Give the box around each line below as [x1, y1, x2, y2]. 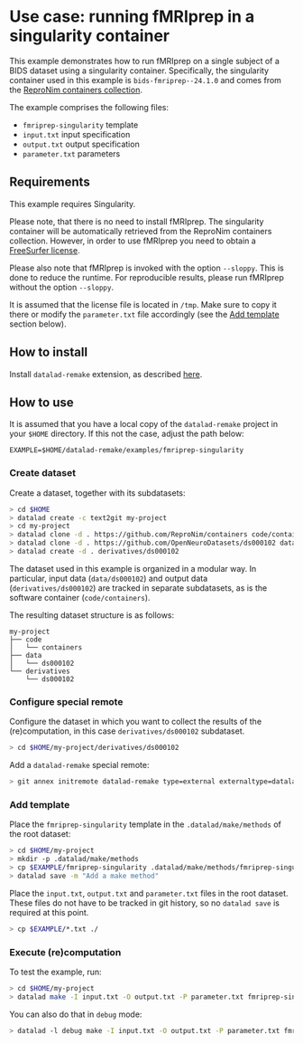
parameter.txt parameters [22, 147, 121, 159]
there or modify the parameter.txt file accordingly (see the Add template [9, 308, 280, 319]
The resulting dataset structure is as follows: [9, 609, 175, 621]
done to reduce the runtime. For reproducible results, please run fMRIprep [9, 271, 284, 282]
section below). [9, 318, 67, 329]
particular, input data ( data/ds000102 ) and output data [9, 573, 208, 584]
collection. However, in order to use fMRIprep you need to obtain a [9, 235, 257, 246]
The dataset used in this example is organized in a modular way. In [9, 563, 257, 574]
